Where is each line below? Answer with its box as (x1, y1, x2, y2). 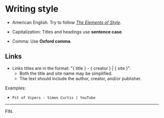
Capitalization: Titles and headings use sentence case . (12, 29, 123, 34)
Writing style (5, 3, 59, 15)
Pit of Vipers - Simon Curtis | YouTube (12, 95, 96, 100)
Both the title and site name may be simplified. (19, 70, 113, 76)
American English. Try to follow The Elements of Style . (12, 19, 122, 25)
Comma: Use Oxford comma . (12, 38, 72, 44)
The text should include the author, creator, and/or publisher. (19, 75, 142, 81)
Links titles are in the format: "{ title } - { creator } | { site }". (12, 65, 131, 71)
